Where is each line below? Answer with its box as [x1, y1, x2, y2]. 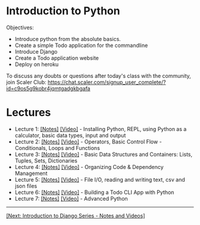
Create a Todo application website [14, 54, 99, 61]
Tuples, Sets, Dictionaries [14, 157, 77, 164]
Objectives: [6, 24, 34, 31]
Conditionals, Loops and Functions [14, 144, 100, 151]
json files [14, 182, 37, 189]
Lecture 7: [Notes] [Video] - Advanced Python [14, 195, 128, 202]
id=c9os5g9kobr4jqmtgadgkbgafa [6, 85, 90, 92]
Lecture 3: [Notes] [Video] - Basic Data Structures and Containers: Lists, [14, 151, 193, 158]
